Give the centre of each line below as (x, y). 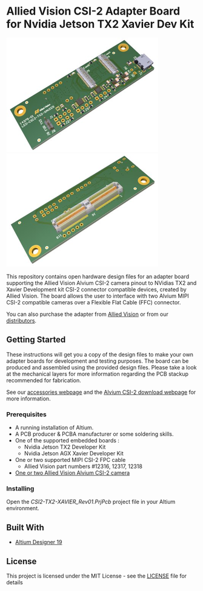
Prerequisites (26, 414)
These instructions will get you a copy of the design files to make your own (100, 354)
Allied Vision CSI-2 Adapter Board (93, 11)
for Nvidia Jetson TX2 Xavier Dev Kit (100, 24)
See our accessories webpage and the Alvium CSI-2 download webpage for (101, 392)
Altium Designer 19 (38, 542)
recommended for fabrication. (44, 380)
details (15, 582)
